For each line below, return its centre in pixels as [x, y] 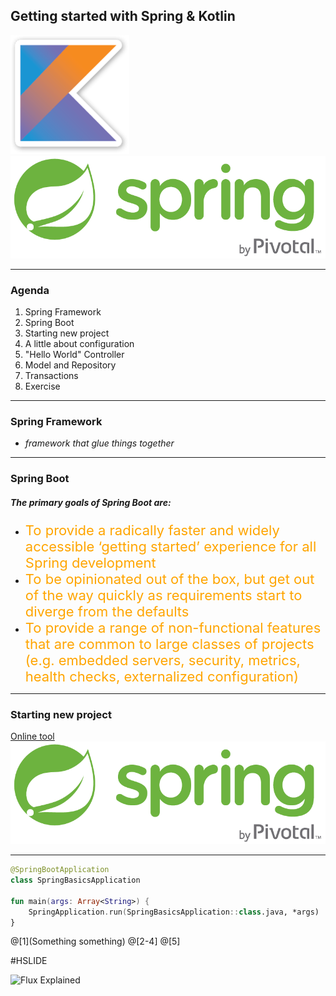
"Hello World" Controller [74, 354]
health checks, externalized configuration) [162, 677]
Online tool [32, 736]
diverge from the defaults [107, 612]
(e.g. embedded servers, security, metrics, [162, 660]
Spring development [90, 563]
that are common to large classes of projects [169, 644]
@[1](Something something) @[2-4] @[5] [95, 941]
